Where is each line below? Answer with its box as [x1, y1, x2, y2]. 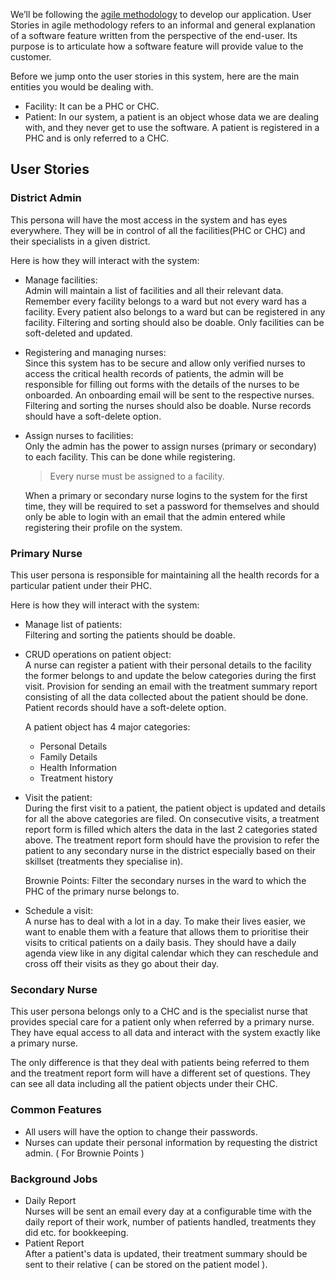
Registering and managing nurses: [24, 346, 167, 358]
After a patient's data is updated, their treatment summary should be [24, 1247, 308, 1259]
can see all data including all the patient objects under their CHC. [10, 1078, 278, 1090]
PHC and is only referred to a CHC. [24, 132, 170, 144]
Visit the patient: [24, 791, 93, 803]
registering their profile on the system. [24, 521, 183, 533]
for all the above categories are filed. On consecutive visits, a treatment [24, 812, 320, 824]
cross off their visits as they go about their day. [24, 957, 219, 969]
